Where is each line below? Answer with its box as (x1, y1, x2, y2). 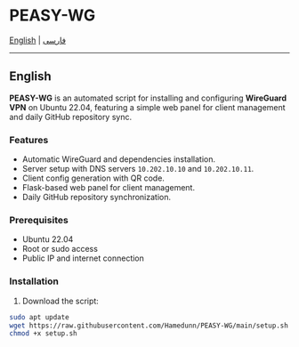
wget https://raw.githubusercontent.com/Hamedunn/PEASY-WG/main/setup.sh (9, 321, 289, 330)
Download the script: (21, 295, 100, 306)
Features (9, 133, 49, 146)
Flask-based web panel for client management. (21, 182, 196, 193)
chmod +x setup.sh (9, 329, 77, 338)
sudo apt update (9, 312, 69, 321)
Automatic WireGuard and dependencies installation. (21, 154, 216, 165)
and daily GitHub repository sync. (9, 111, 132, 122)
